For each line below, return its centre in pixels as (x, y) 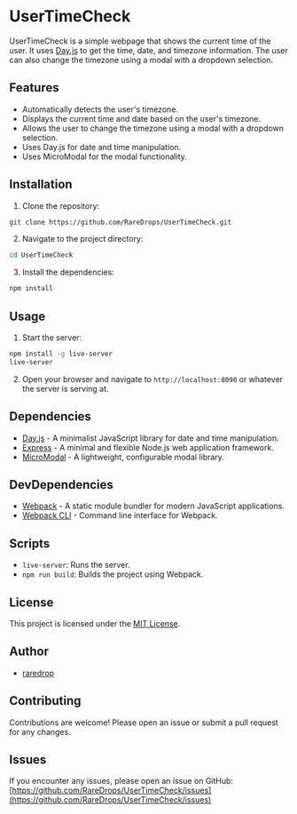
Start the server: (52, 338)
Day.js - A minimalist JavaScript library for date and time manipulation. (150, 438)
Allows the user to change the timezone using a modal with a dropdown (153, 128)
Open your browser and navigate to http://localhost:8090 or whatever (152, 379)
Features (34, 88)
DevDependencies (61, 485)
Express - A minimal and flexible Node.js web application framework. (148, 447)
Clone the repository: (61, 205)
